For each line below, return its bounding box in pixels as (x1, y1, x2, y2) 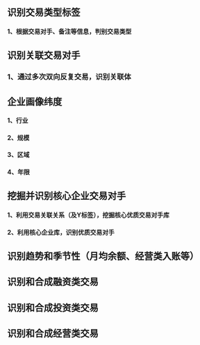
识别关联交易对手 (7, 49, 81, 61)
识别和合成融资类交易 (7, 276, 99, 288)
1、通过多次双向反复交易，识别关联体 (7, 72, 132, 82)
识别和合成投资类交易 (7, 301, 99, 314)
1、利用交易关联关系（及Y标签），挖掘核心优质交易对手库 (7, 211, 170, 219)
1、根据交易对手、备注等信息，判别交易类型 (7, 27, 132, 35)
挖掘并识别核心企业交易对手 (7, 190, 126, 202)
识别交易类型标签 (7, 6, 81, 19)
